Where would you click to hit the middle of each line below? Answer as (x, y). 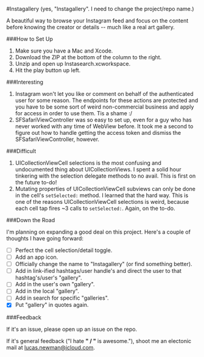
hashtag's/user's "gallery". (48, 278)
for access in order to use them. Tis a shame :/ (74, 113)
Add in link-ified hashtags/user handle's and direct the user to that (98, 271)
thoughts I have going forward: (45, 238)
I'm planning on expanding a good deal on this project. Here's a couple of (98, 232)
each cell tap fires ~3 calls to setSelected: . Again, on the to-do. (95, 208)
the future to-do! (36, 182)
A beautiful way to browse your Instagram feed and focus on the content (97, 20)
